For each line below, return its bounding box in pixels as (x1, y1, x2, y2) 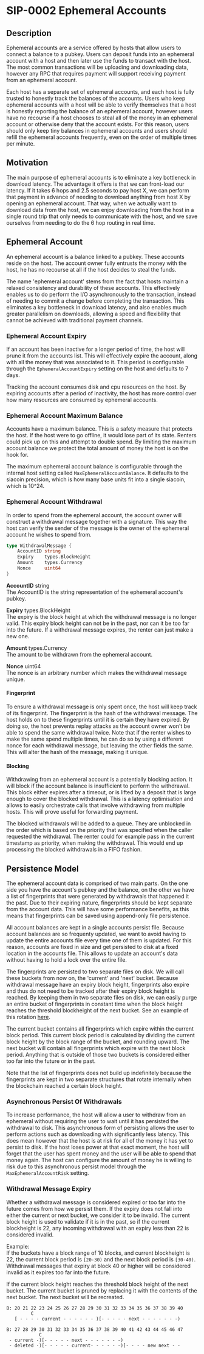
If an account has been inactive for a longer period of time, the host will (6, 345, 185, 353)
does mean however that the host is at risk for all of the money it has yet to (6, 1137, 193, 1144)
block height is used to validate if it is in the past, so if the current (6, 1218, 170, 1225)
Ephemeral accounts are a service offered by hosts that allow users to (6, 44, 182, 51)
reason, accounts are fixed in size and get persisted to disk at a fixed (6, 943, 179, 950)
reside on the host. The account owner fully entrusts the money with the (6, 259, 187, 267)
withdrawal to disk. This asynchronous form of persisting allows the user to (6, 1124, 194, 1132)
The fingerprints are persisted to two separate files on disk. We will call (6, 968, 184, 975)
